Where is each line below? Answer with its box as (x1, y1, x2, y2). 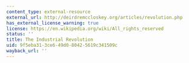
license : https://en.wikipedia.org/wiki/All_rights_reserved (6, 25, 164, 32)
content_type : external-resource (6, 8, 91, 15)
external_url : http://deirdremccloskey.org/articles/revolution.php (6, 14, 183, 20)
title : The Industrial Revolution (6, 37, 94, 43)
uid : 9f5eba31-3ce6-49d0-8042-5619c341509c (6, 43, 118, 49)
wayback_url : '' (6, 48, 47, 54)
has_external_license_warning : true (6, 20, 99, 26)
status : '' (6, 31, 34, 37)
